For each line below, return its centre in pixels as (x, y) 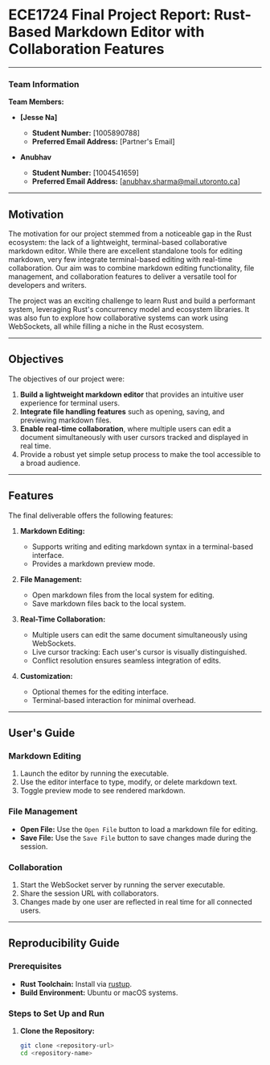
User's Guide (42, 733)
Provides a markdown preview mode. (93, 564)
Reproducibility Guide (64, 944)
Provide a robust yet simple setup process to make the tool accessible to (140, 454)
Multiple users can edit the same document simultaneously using (139, 634)
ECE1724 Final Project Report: (110, 15)
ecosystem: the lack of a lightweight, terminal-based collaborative (118, 243)
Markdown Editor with (129, 32)
